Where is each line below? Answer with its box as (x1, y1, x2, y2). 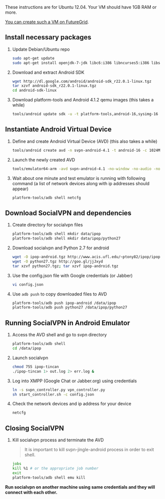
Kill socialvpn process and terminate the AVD (12, 437, 104, 443)
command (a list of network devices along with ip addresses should (12, 180, 150, 186)
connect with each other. (5, 489, 58, 495)
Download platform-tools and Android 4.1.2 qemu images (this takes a (12, 97, 154, 103)
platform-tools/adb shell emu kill (12, 475, 86, 480)
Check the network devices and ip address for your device (12, 401, 132, 407)
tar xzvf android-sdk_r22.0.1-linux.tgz (12, 83, 97, 88)
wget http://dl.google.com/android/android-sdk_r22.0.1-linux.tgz (12, 79, 152, 84)
